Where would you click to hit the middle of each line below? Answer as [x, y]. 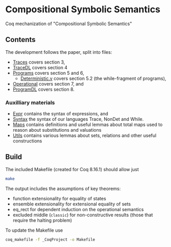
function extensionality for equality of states [59, 198]
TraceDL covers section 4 [40, 67]
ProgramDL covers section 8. [44, 89]
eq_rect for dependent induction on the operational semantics [78, 209]
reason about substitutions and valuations [57, 130]
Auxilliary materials [30, 102]
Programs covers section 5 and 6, [49, 73]
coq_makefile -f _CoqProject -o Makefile [50, 239]
